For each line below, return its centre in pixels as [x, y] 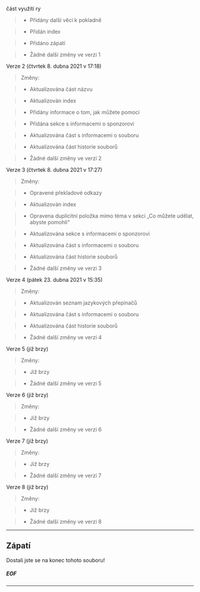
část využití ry [24, 9]
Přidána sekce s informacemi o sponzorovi [82, 124]
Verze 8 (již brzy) [27, 487]
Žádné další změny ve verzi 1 [65, 55]
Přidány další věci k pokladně [65, 20]
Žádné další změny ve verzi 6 [66, 429]
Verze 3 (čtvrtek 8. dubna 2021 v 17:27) [54, 170]
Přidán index [45, 32]
